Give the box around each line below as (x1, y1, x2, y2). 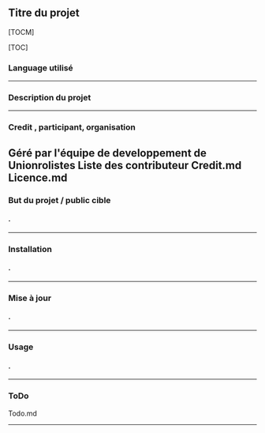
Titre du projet (8, 6, 80, 20)
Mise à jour (8, 292, 52, 303)
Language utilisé (8, 62, 73, 73)
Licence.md (8, 171, 68, 184)
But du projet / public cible (8, 194, 111, 205)
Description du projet (8, 92, 91, 104)
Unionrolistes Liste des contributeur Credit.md (8, 158, 242, 172)
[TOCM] (8, 27, 35, 36)
